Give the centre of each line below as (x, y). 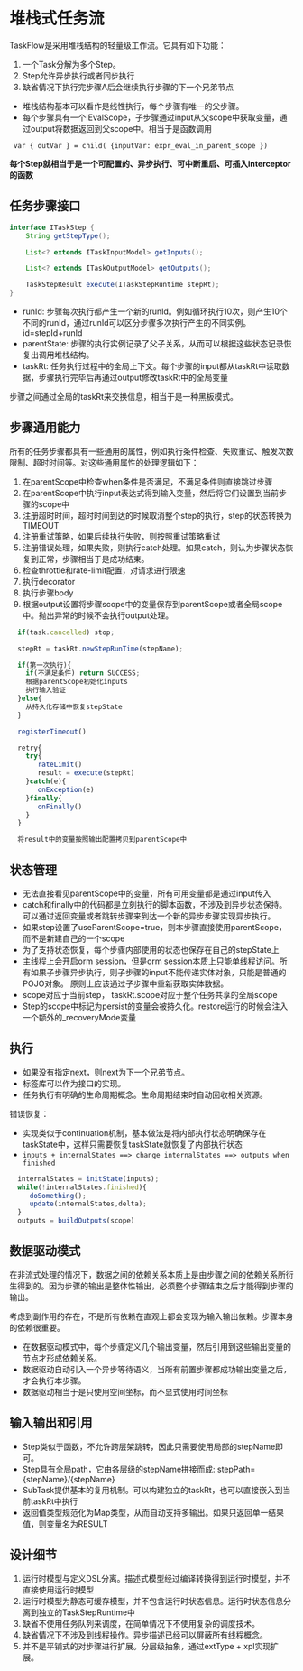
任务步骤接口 (45, 206)
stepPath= (236, 1469)
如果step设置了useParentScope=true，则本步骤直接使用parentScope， (154, 927)
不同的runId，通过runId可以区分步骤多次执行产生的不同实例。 (137, 323)
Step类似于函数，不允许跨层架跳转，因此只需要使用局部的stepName (149, 1446)
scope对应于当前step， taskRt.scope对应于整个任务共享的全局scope (150, 995)
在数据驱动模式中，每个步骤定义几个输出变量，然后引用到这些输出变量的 (156, 1346)
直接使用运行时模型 (58, 1590)
